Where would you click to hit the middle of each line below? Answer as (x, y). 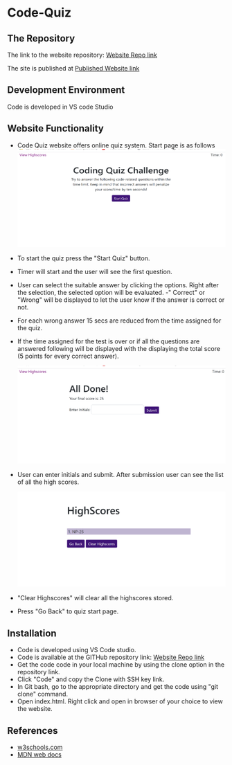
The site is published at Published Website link (73, 68)
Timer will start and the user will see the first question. (95, 272)
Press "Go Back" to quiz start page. (68, 611)
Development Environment (66, 90)
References (33, 731)
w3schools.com (40, 747)
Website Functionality (55, 128)
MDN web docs (39, 755)
